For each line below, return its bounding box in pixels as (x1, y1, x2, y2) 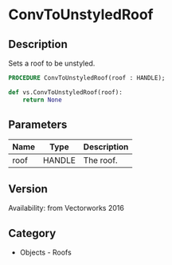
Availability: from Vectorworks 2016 (8, 204, 125, 213)
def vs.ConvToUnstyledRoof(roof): (8, 88, 123, 97)
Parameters (8, 118, 68, 132)
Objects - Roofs (19, 247, 72, 257)
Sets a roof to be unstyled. (8, 58, 96, 68)
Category (8, 226, 57, 240)
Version (8, 182, 48, 196)
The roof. (83, 155, 118, 166)
